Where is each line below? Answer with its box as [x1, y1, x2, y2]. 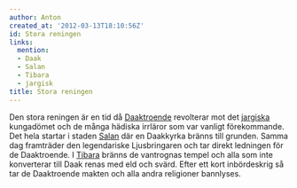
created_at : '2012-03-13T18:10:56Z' [9, 21, 145, 30]
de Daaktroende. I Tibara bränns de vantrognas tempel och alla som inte [9, 149, 273, 160]
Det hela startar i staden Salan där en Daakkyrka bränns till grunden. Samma [9, 130, 288, 141]
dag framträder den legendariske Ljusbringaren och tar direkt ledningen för [9, 139, 284, 151]
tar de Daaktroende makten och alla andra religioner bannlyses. [9, 168, 241, 178]
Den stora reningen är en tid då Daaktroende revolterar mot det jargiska [9, 112, 270, 122]
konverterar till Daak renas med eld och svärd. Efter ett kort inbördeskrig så [9, 159, 285, 169]
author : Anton [9, 12, 62, 22]
